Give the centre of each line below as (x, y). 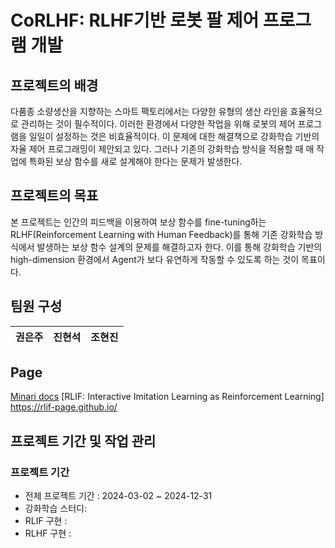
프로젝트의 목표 (54, 196)
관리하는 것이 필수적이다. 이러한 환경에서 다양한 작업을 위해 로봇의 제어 (158, 124)
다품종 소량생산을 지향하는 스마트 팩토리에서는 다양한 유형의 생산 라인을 (149, 111)
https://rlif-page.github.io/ (64, 407)
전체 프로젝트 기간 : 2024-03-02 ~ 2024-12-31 (118, 496)
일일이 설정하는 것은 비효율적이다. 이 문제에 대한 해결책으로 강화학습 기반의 (174, 136)
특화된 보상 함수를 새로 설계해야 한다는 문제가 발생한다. (135, 161)
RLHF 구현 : (48, 533)
